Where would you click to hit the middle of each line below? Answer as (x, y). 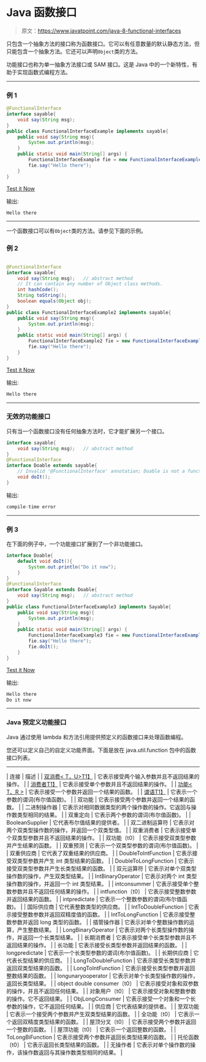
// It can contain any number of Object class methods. (90, 284)
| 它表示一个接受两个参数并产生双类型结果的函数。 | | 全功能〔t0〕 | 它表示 (100, 1014)
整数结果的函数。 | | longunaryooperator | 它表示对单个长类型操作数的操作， (102, 976)
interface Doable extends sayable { (52, 466)
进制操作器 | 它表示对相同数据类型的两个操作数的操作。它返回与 (111, 807)
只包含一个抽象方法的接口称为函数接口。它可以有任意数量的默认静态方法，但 (103, 44)
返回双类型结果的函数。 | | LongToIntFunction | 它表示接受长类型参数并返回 (101, 968)
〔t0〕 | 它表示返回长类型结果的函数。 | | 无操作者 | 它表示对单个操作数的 (98, 1045)
